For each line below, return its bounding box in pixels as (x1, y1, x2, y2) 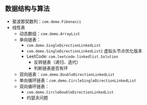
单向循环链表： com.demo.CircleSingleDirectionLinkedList (19, 77, 136, 83)
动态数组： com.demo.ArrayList (19, 31, 80, 36)
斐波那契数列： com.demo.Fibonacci (12, 18, 82, 24)
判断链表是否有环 (33, 65, 68, 71)
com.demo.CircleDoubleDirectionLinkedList (26, 89, 114, 95)
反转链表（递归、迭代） (33, 59, 81, 65)
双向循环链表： (19, 83, 49, 89)
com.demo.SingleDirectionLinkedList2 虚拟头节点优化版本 (26, 48, 142, 53)
